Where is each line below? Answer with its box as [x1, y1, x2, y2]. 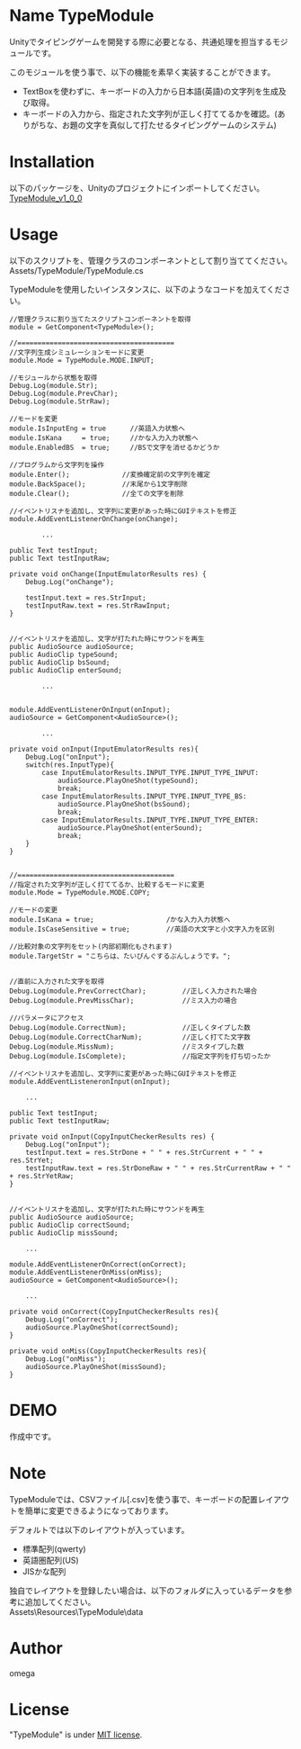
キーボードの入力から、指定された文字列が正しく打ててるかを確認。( [22, 108, 278, 119]
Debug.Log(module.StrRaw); [9, 397, 111, 406]
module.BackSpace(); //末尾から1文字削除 [9, 479, 189, 489]
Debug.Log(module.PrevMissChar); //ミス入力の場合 [9, 996, 238, 1005]
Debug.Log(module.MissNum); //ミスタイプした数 [9, 1041, 244, 1051]
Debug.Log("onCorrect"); [25, 1315, 119, 1324]
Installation [9, 152, 95, 172]
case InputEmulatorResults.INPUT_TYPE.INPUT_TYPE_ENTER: [41, 816, 259, 825]
